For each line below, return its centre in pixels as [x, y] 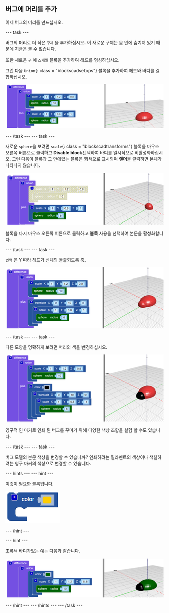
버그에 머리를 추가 [31, 9]
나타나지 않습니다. [23, 165]
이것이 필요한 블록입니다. [29, 484]
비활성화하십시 [149, 153]
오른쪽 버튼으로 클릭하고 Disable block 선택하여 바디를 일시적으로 [69, 153]
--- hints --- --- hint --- [29, 473]
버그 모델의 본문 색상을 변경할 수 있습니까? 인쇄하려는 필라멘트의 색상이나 [77, 457]
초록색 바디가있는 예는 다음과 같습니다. [43, 551]
